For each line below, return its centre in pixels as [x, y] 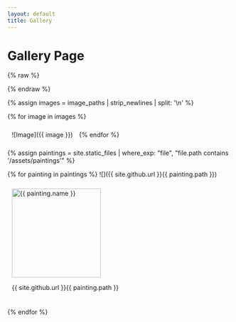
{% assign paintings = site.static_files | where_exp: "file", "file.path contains [118, 153]
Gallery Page [46, 56]
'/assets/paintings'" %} [41, 161]
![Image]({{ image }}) [42, 135]
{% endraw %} [29, 89]
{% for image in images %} [47, 117]
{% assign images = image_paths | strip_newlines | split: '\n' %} [101, 103]
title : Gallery [30, 21]
